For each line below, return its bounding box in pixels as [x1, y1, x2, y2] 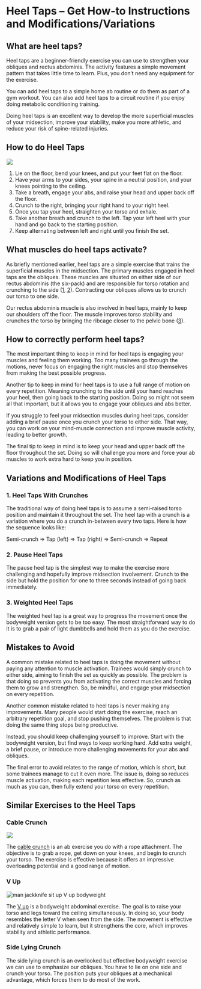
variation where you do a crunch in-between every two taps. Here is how [6, 517, 187, 525]
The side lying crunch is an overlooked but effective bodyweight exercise [6, 957, 188, 964]
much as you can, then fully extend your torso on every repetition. [6, 783, 170, 790]
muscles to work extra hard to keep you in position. [6, 455, 133, 463]
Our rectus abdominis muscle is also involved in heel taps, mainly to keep [6, 304, 187, 311]
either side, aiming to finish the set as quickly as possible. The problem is [6, 671, 187, 678]
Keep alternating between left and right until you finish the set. [14, 227, 169, 234]
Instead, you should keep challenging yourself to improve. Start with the [6, 733, 184, 740]
